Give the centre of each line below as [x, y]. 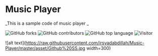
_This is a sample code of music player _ [47, 23]
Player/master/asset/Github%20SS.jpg [45, 48]
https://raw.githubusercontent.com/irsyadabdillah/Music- [85, 43]
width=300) [99, 48]
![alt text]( [16, 43]
